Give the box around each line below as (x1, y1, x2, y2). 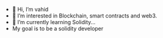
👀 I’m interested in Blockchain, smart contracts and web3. (12, 12, 158, 19)
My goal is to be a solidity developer (12, 25, 104, 32)
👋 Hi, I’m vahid (12, 6, 49, 13)
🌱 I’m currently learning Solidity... (12, 19, 96, 25)
